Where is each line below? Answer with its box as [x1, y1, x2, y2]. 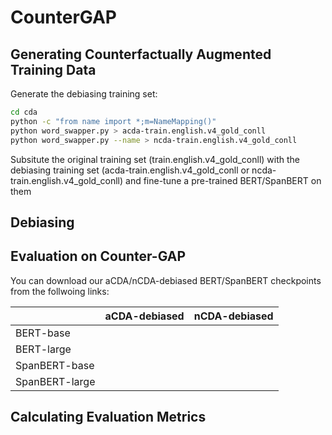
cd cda [10, 107, 38, 117]
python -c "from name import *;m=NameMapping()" [10, 116, 217, 126]
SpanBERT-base [15, 358, 95, 372]
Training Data [10, 61, 97, 78]
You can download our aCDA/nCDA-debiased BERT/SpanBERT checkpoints [10, 274, 322, 286]
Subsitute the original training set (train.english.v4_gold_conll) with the [10, 153, 301, 165]
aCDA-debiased [104, 309, 185, 323]
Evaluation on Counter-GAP [10, 248, 187, 265]
